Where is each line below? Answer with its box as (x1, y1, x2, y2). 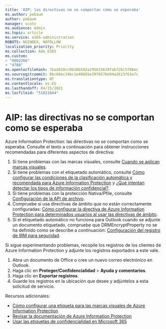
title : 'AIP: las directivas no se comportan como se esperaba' (5, 7, 141, 12)
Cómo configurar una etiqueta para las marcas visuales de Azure (12, 303, 145, 309)
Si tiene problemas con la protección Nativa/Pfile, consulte (12, 191, 132, 197)
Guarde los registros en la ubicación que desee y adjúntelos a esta (12, 278, 149, 284)
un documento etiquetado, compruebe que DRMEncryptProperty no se (12, 222, 158, 228)
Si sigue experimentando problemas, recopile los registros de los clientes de (5, 242, 161, 248)
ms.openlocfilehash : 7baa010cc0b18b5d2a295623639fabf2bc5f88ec (5, 67, 139, 72)
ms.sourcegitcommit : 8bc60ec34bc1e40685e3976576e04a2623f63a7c (5, 72, 139, 77)
